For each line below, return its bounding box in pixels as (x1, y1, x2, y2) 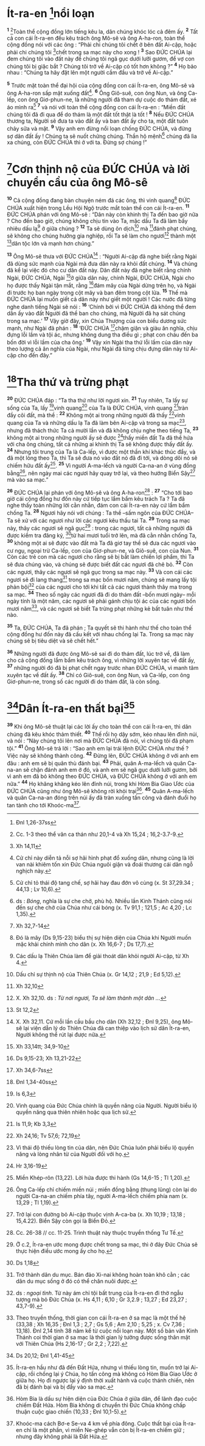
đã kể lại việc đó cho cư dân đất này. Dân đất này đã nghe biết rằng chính (7, 267, 191, 274)
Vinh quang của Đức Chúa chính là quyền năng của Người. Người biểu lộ (15, 1102, 197, 1110)
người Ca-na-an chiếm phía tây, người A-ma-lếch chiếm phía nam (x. (15, 1193, 188, 1200)
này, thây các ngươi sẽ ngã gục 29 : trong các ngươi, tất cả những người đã (7, 523, 193, 532)
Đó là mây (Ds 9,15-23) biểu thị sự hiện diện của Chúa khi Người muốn (15, 934, 192, 942)
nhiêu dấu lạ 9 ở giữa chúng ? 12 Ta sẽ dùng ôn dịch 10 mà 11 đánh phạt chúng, (7, 223, 197, 232)
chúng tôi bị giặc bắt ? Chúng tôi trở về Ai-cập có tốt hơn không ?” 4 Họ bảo (7, 61, 197, 70)
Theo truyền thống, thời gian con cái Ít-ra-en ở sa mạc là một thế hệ (15, 1314, 186, 1321)
